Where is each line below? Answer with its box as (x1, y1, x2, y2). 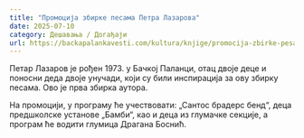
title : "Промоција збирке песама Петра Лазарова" (9, 13, 201, 23)
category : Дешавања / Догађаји (9, 30, 128, 39)
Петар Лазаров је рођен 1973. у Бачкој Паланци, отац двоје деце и (9, 63, 267, 74)
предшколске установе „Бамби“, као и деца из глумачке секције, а (9, 109, 269, 120)
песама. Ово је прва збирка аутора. (9, 82, 148, 93)
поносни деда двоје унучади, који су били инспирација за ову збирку (9, 73, 279, 84)
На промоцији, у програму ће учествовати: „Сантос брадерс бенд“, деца (9, 100, 292, 111)
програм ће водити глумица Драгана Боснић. (9, 119, 187, 130)
